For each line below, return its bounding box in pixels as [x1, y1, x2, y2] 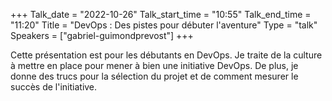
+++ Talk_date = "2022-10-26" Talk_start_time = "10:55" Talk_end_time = [10, 9, 312, 20]
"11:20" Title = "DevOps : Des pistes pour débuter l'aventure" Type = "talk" [10, 19, 318, 31]
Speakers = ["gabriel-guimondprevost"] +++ [10, 30, 194, 41]
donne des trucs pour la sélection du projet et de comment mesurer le [10, 70, 299, 82]
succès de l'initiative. [10, 81, 98, 93]
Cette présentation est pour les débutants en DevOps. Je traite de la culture [10, 49, 323, 61]
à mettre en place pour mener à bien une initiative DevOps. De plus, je [10, 60, 299, 71]
